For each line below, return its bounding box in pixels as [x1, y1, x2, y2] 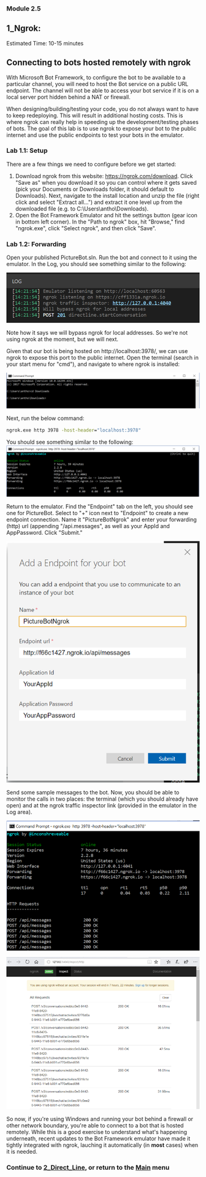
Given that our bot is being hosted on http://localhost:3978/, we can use [6, 348, 188, 355]
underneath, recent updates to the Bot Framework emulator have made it [6, 1135, 191, 1142]
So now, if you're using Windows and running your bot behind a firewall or [6, 1115, 194, 1122]
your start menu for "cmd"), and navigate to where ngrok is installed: [6, 360, 180, 368]
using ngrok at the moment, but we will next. [6, 336, 118, 343]
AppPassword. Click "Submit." [6, 529, 83, 536]
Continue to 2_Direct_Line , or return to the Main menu [6, 1163, 170, 1171]
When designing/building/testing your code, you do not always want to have [6, 105, 199, 112]
